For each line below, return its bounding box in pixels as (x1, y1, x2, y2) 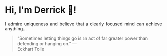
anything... (5, 26, 27, 31)
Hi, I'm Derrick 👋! (5, 4, 76, 16)
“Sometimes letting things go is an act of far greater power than (17, 35, 148, 41)
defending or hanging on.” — (17, 40, 77, 46)
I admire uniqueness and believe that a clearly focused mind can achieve (5, 21, 162, 27)
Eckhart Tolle (17, 46, 45, 52)
